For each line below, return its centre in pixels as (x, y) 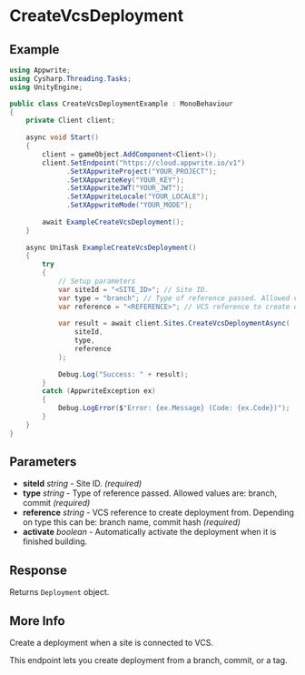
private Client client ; (71, 121)
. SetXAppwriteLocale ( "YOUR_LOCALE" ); (138, 196)
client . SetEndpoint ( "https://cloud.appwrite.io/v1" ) (144, 163)
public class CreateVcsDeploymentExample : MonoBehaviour (121, 104)
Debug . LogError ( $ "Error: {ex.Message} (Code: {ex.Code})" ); (174, 408)
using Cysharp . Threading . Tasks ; (70, 78)
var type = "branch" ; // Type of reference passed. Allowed (174, 298)
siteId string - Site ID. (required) (82, 484)
